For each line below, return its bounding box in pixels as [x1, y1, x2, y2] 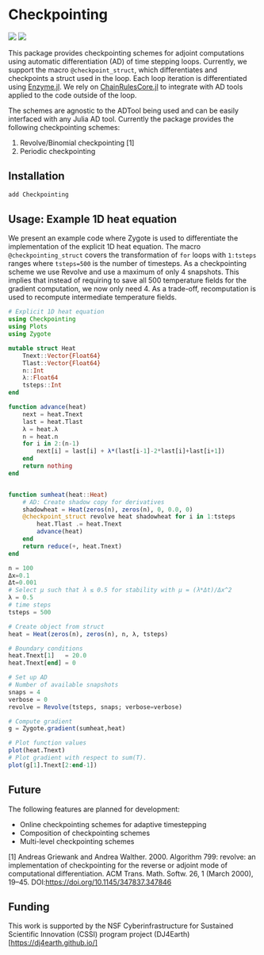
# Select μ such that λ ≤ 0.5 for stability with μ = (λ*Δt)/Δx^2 [8, 586, 232, 595]
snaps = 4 [8, 688, 41, 696]
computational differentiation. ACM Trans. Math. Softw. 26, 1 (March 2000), [8, 868, 254, 878]
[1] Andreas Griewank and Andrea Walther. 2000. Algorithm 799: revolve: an [8, 852, 256, 861]
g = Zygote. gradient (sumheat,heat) [8, 725, 126, 733]
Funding [8, 900, 50, 914]
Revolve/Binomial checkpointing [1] [19, 137, 135, 148]
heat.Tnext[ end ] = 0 [8, 659, 77, 668]
